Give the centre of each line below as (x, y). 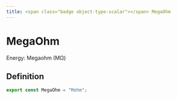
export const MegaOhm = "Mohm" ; (47, 90)
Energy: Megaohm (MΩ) (36, 58)
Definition (25, 76)
